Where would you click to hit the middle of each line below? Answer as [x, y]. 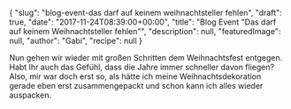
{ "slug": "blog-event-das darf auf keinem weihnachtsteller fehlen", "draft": [146, 13]
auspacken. [30, 95]
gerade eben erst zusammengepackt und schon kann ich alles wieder [136, 86]
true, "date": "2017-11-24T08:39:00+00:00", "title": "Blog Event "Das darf [143, 22]
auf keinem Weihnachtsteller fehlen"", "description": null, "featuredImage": [145, 31]
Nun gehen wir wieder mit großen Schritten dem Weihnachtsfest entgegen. [146, 58]
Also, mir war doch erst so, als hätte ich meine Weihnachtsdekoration [135, 76]
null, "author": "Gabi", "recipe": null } [76, 40]
